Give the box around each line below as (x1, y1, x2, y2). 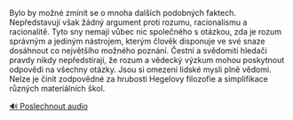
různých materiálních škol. (9, 84, 106, 93)
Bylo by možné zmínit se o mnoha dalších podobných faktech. (9, 8, 237, 18)
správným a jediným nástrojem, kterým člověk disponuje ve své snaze (9, 36, 265, 46)
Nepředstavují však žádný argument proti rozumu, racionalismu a (9, 17, 248, 28)
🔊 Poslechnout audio (9, 101, 89, 111)
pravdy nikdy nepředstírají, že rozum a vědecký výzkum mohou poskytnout (9, 55, 285, 65)
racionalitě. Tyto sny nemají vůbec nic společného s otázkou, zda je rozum (9, 27, 282, 36)
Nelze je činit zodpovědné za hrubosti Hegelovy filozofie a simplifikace (9, 74, 269, 84)
